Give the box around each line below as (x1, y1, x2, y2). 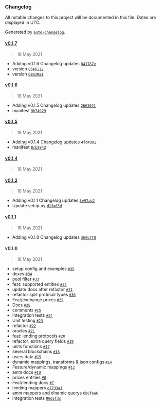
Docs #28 (12, 302, 31, 308)
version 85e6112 (12, 66, 44, 72)
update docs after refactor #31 (12, 286, 73, 292)
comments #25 (12, 307, 41, 313)
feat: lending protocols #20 (12, 333, 66, 339)
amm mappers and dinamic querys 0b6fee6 (12, 390, 99, 396)
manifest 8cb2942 (12, 144, 46, 150)
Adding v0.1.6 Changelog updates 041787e (12, 60, 96, 66)
